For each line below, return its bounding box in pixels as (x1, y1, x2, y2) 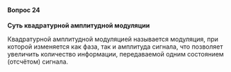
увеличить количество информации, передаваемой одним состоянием (7, 50, 225, 59)
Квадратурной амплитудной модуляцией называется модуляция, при (7, 35, 218, 44)
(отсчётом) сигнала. (7, 57, 69, 66)
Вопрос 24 (7, 6, 40, 14)
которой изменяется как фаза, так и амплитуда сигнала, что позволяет (7, 42, 223, 51)
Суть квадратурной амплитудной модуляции (7, 21, 150, 30)
